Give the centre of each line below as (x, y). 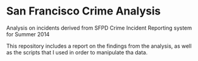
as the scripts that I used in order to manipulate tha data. (77, 52)
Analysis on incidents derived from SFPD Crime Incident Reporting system (99, 28)
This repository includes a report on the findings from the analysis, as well (99, 46)
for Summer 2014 (28, 34)
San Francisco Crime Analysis (84, 11)
